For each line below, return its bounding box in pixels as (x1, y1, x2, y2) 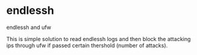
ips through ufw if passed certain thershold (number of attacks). (6, 42, 168, 49)
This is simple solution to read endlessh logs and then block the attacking (6, 35, 191, 42)
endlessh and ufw (6, 24, 52, 31)
